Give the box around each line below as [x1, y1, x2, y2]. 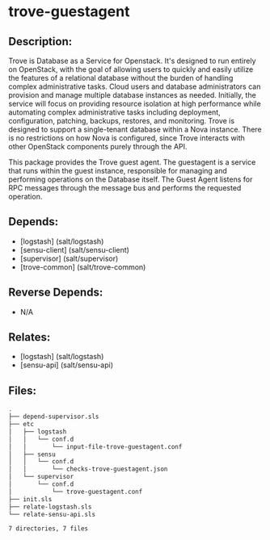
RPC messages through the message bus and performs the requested [8, 183, 242, 192]
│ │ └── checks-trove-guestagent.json [8, 465, 168, 474]
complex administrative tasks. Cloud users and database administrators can [8, 82, 261, 91]
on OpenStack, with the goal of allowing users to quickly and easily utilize [8, 65, 254, 74]
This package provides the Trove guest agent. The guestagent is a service [8, 157, 256, 167]
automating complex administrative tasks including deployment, [8, 107, 221, 117]
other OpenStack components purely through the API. [8, 142, 188, 151]
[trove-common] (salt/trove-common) [19, 262, 146, 272]
